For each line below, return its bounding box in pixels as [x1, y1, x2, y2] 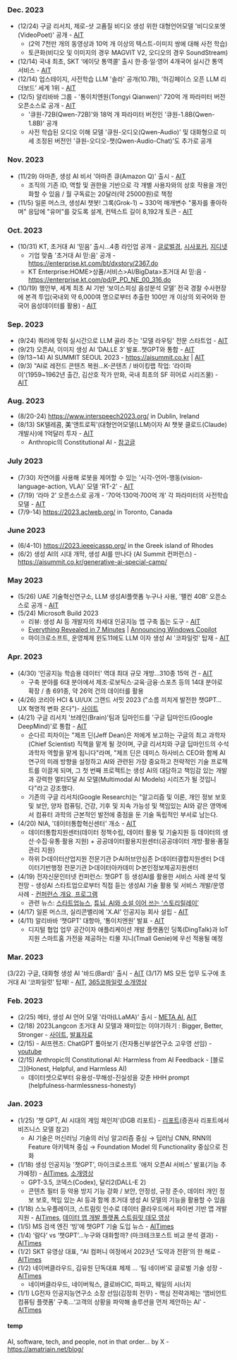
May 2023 [7, 575, 44, 585]
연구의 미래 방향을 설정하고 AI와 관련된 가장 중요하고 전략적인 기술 [28, 757, 209, 766]
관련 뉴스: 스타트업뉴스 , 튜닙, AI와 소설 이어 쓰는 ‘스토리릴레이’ [28, 898, 199, 907]
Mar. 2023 [7, 952, 44, 962]
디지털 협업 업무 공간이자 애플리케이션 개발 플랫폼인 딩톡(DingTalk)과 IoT [28, 925, 229, 934]
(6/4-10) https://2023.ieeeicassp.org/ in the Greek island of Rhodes [17, 541, 214, 550]
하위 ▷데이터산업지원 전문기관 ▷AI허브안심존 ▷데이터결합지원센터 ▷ [28, 854, 219, 863]
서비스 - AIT [17, 66, 51, 75]
